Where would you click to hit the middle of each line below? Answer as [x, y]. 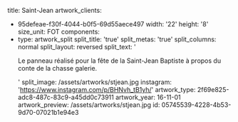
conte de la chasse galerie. [57, 68]
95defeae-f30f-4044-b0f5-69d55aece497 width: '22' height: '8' [113, 24]
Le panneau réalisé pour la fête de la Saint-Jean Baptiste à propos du [119, 61]
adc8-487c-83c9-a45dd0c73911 [66, 97]
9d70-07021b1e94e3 [48, 112]
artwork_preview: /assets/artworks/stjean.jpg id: [89, 105]
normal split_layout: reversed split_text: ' [77, 47]
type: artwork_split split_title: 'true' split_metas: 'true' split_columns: [117, 39]
